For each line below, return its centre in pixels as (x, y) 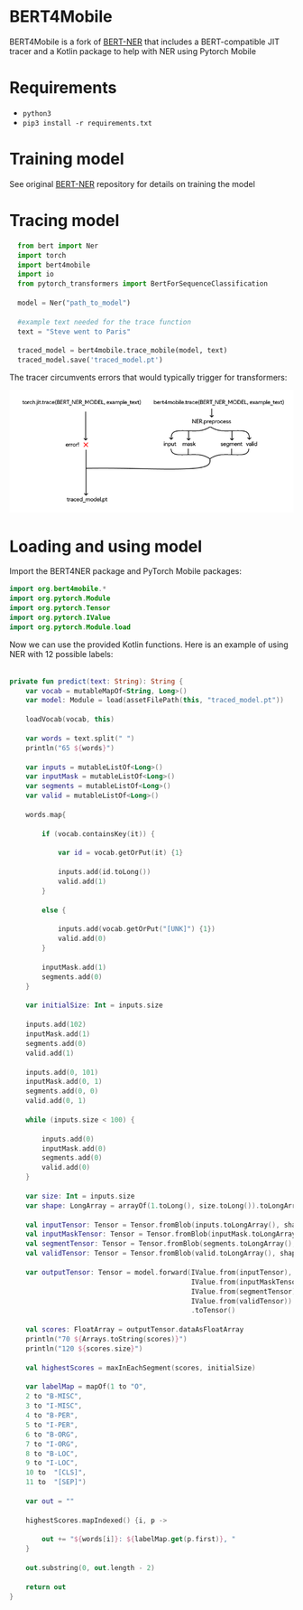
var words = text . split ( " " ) (80, 739)
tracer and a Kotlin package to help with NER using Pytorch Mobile (133, 51)
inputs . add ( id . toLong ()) (104, 872)
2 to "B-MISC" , (54, 1397)
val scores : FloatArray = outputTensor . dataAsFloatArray (135, 1330)
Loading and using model (106, 546)
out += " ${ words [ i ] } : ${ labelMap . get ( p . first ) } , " (139, 1539)
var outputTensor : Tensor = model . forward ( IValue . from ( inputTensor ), (159, 1272)
